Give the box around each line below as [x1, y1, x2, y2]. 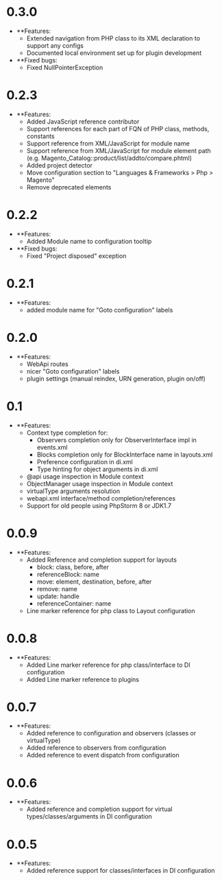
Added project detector [26, 161, 93, 169]
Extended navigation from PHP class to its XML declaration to [26, 34, 200, 42]
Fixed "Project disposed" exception [26, 251, 127, 260]
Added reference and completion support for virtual [26, 805, 173, 814]
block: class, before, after [36, 562, 109, 571]
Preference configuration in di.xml [36, 457, 133, 466]
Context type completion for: [26, 428, 108, 437]
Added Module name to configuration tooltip [26, 237, 152, 245]
